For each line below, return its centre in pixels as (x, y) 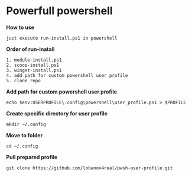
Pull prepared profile (32, 157)
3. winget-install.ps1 (34, 70)
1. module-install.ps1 (34, 60)
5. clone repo (24, 81)
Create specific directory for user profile (57, 113)
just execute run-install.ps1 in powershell (62, 38)
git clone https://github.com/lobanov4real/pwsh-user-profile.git (90, 168)
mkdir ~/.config (26, 124)
